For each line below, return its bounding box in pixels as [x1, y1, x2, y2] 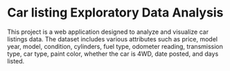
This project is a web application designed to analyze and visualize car [7, 28, 209, 36]
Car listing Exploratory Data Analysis [7, 5, 224, 21]
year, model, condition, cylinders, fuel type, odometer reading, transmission [7, 42, 224, 50]
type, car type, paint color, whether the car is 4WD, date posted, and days [7, 50, 219, 58]
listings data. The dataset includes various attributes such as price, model [7, 34, 218, 43]
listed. [7, 57, 25, 65]
